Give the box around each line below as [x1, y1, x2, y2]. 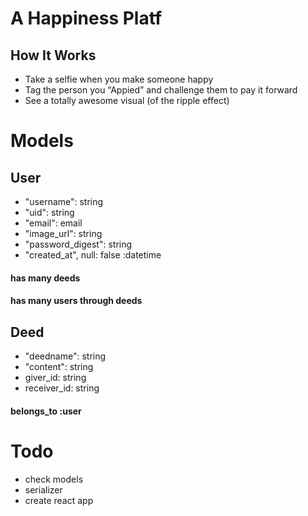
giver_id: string [24, 372, 87, 383]
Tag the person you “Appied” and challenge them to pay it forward [24, 84, 298, 96]
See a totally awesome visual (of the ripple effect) [24, 95, 230, 106]
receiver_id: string [24, 382, 100, 394]
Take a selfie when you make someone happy [24, 73, 214, 85]
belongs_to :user [10, 405, 82, 417]
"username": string [24, 196, 104, 207]
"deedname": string [24, 350, 107, 362]
